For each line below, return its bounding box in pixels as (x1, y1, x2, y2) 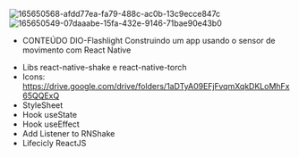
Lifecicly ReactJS (21, 138, 87, 148)
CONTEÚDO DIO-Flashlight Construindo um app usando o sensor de (21, 36, 276, 45)
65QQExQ (21, 90, 60, 101)
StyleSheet (21, 100, 64, 111)
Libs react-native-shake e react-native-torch (21, 62, 187, 72)
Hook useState (21, 110, 78, 120)
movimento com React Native (21, 45, 132, 55)
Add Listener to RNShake (21, 128, 115, 138)
